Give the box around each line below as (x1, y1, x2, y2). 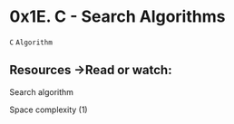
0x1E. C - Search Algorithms (9, 6, 226, 27)
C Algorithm (9, 38, 53, 47)
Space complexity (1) (9, 104, 88, 115)
